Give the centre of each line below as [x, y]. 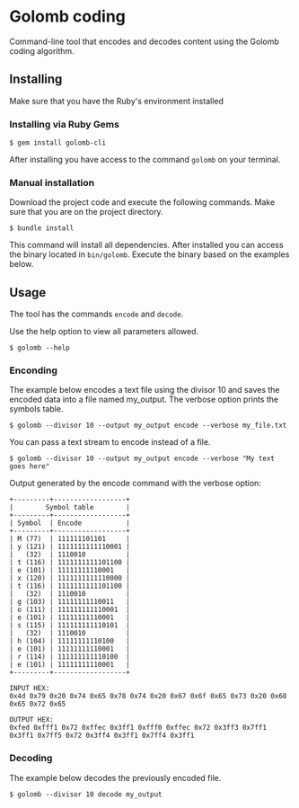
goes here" [30, 466]
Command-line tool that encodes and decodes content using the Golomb [145, 41]
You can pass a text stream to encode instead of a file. [110, 442]
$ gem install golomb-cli [57, 143]
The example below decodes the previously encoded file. [115, 777]
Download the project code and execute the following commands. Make [142, 202]
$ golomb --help [40, 348]
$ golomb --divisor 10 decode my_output [86, 794]
